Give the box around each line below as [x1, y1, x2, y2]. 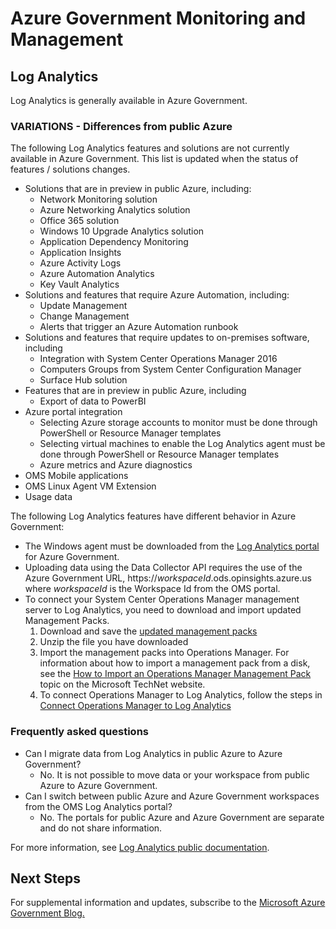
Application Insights [39, 247, 122, 259]
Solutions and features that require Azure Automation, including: [24, 289, 290, 301]
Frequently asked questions [10, 725, 149, 739]
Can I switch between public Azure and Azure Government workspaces [24, 790, 320, 802]
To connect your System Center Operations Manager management [24, 593, 300, 606]
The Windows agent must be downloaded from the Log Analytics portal [24, 540, 320, 552]
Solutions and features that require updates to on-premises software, [24, 332, 310, 344]
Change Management [39, 310, 130, 322]
